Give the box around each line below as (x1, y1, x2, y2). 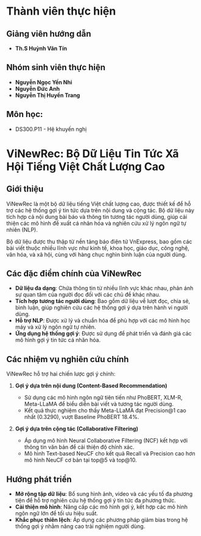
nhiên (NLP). (6, 226, 38, 233)
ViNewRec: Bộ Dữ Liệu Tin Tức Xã (6, 146, 179, 160)
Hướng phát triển (6, 474, 72, 484)
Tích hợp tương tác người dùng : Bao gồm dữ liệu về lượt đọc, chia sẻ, (15, 298, 191, 305)
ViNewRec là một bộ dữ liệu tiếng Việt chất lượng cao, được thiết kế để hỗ (6, 200, 191, 207)
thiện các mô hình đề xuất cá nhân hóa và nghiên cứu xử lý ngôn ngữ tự (6, 220, 187, 227)
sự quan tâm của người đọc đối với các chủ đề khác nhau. (15, 291, 161, 298)
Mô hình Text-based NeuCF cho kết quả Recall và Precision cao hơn (24, 450, 196, 457)
